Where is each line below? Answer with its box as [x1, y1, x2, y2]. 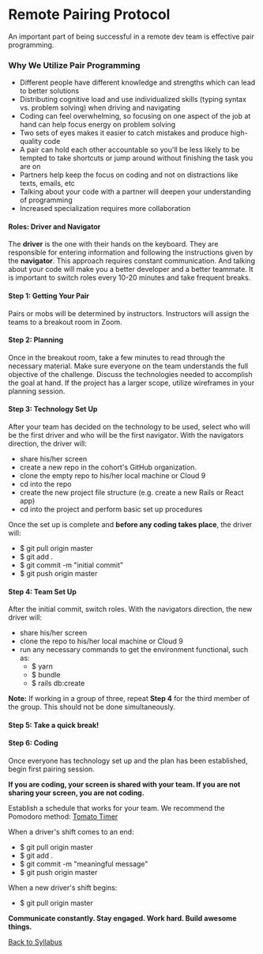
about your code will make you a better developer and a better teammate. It [8, 265, 254, 274]
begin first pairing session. [8, 764, 95, 774]
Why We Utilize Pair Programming [8, 59, 141, 70]
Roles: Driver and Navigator [8, 221, 101, 231]
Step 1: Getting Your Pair [8, 291, 89, 301]
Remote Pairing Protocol [8, 6, 171, 24]
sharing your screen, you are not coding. [8, 788, 145, 798]
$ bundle [31, 670, 61, 680]
